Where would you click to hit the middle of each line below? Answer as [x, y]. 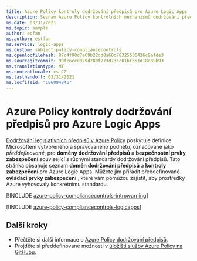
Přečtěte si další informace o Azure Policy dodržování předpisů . [91, 239]
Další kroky [27, 225]
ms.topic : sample [27, 28]
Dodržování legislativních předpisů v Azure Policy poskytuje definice [89, 140]
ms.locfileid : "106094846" [39, 83]
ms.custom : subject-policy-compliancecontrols [64, 50]
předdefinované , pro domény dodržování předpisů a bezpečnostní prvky [96, 153]
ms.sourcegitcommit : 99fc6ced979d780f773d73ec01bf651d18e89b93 [85, 61]
